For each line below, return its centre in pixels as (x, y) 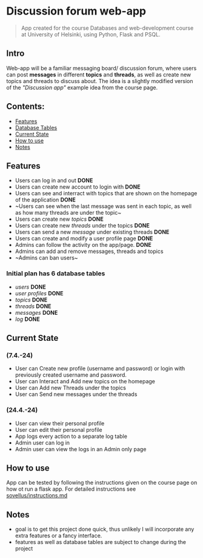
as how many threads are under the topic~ (68, 213)
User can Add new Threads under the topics (70, 388)
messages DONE (36, 312)
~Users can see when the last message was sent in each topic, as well (103, 206)
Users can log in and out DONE (54, 181)
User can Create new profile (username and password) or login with (100, 369)
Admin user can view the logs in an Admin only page (81, 449)
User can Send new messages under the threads (76, 394)
